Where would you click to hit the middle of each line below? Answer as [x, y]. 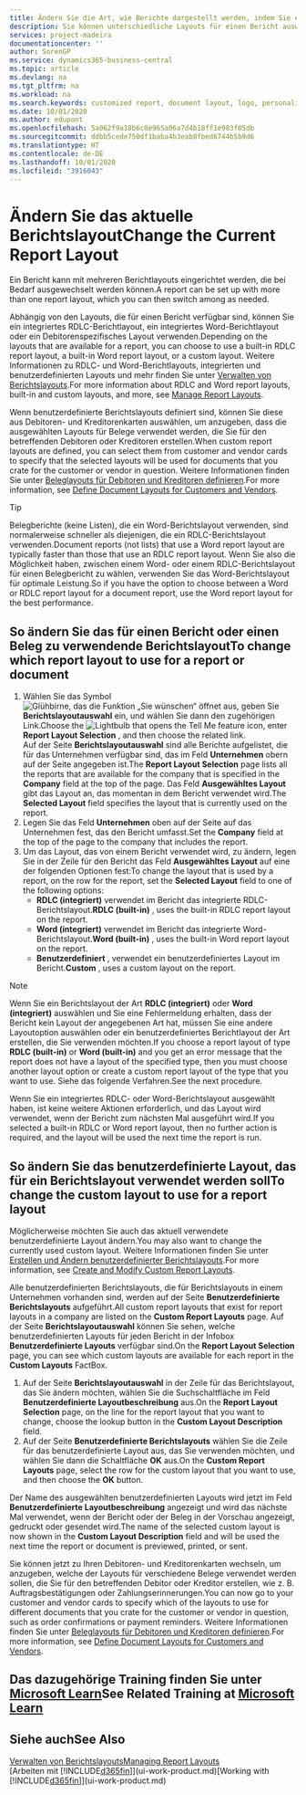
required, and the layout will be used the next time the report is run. [136, 1138]
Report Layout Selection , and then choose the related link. [134, 735]
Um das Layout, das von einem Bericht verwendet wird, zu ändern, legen [159, 852]
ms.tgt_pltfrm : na [44, 86]
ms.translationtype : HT [55, 145]
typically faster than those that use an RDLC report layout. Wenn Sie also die [153, 554]
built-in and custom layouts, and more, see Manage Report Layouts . [137, 394]
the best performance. [51, 603]
